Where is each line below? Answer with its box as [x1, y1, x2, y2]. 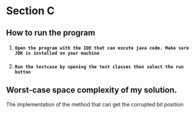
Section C [6, 4, 55, 18]
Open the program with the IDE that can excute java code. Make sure [14, 45, 190, 51]
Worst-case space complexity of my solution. [6, 85, 177, 95]
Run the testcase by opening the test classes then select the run [14, 64, 184, 70]
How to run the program [6, 28, 95, 38]
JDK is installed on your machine [14, 50, 100, 57]
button [14, 69, 31, 75]
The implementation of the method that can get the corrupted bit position [6, 100, 184, 108]
